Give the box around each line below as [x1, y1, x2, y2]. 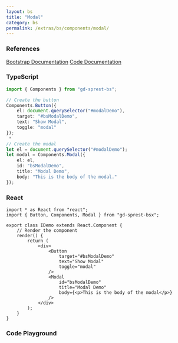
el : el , [17, 157, 35, 163]
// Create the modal [6, 141, 57, 147]
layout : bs [6, 8, 33, 15]
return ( [27, 238, 49, 244]
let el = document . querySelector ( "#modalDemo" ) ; [6, 146, 128, 153]
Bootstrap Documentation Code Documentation [6, 58, 122, 65]
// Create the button [6, 97, 60, 103]
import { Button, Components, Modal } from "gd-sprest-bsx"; [6, 212, 160, 218]
